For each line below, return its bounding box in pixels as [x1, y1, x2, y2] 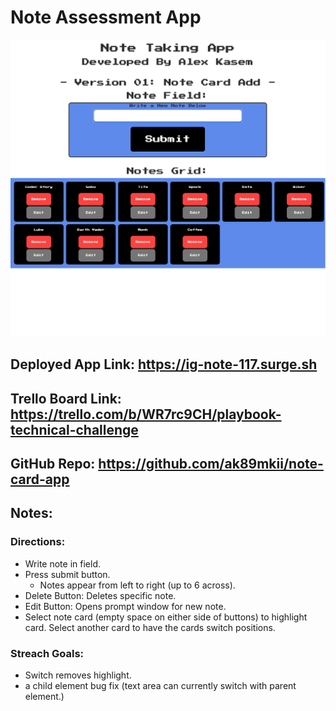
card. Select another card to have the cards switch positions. [24, 621, 276, 633]
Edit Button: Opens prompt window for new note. [24, 600, 227, 612]
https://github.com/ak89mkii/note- [98, 456, 324, 473]
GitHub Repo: [10, 456, 96, 473]
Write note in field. [24, 557, 101, 570]
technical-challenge [10, 421, 139, 438]
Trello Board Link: [10, 390, 122, 407]
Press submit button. [24, 568, 111, 580]
